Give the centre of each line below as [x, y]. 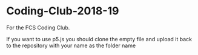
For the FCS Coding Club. [38, 27]
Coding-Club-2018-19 [63, 11]
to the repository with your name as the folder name [71, 45]
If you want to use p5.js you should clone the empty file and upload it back [99, 39]
